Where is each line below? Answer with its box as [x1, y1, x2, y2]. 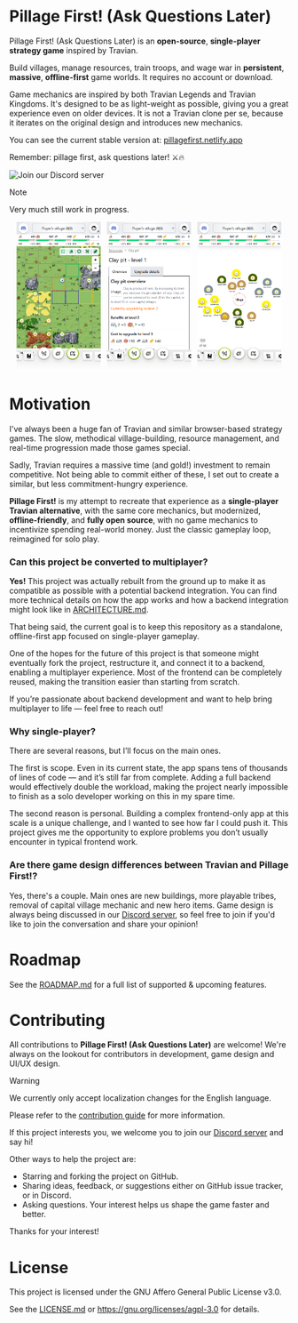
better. [21, 1209, 47, 1220]
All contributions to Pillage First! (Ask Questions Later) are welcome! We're [9, 1039, 286, 1050]
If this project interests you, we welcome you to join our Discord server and [9, 1127, 284, 1138]
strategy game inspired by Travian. [9, 44, 138, 55]
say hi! [9, 1136, 34, 1148]
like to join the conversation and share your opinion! [9, 918, 199, 929]
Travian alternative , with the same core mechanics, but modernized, [9, 505, 262, 516]
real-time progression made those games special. [9, 442, 191, 453]
